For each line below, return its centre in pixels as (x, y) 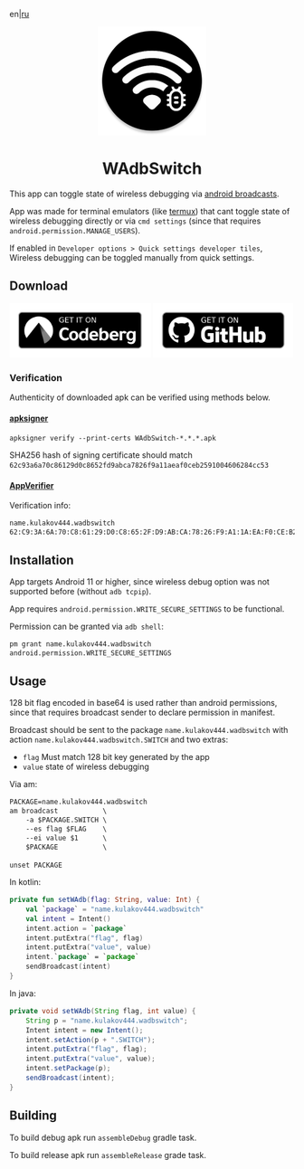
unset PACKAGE (36, 865)
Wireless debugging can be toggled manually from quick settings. (132, 257)
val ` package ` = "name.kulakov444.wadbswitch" (115, 909)
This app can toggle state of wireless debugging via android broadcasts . (144, 194)
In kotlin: (25, 882)
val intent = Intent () (68, 918)
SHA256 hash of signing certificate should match (101, 455)
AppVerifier (32, 485)
